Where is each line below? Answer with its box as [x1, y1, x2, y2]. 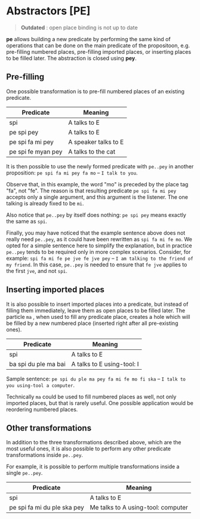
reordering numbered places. [6, 406, 78, 413]
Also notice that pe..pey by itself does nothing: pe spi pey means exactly [6, 211, 186, 219]
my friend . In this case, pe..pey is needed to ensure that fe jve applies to [6, 261, 187, 268]
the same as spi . [6, 217, 48, 225]
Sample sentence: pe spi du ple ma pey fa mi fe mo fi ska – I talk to [6, 375, 186, 382]
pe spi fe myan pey [9, 148, 63, 156]
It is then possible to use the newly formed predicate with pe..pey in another [6, 162, 194, 170]
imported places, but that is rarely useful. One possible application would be [6, 399, 194, 407]
